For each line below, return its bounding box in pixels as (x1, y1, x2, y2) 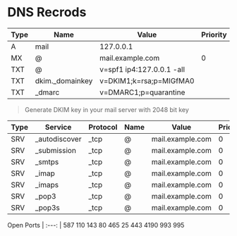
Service (44, 122, 72, 132)
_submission (35, 145, 76, 155)
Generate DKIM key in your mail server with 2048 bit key (24, 105, 189, 113)
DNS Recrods (7, 4, 87, 20)
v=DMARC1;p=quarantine (99, 87, 186, 97)
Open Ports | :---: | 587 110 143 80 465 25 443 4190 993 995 (7, 221, 185, 229)
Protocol (87, 122, 118, 132)
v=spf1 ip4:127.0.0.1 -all (99, 64, 186, 74)
